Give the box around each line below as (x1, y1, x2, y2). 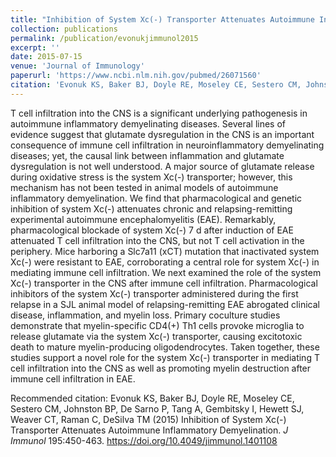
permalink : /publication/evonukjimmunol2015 (10, 33, 199, 43)
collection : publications (10, 24, 118, 34)
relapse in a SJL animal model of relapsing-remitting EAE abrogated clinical (10, 298, 320, 310)
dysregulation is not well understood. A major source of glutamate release (10, 160, 315, 172)
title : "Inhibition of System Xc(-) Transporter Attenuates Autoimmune (10, 14, 315, 25)
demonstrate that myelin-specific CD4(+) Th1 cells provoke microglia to (10, 319, 305, 331)
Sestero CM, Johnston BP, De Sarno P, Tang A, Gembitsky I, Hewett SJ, (10, 402, 305, 415)
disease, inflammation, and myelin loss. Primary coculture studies (10, 309, 281, 321)
